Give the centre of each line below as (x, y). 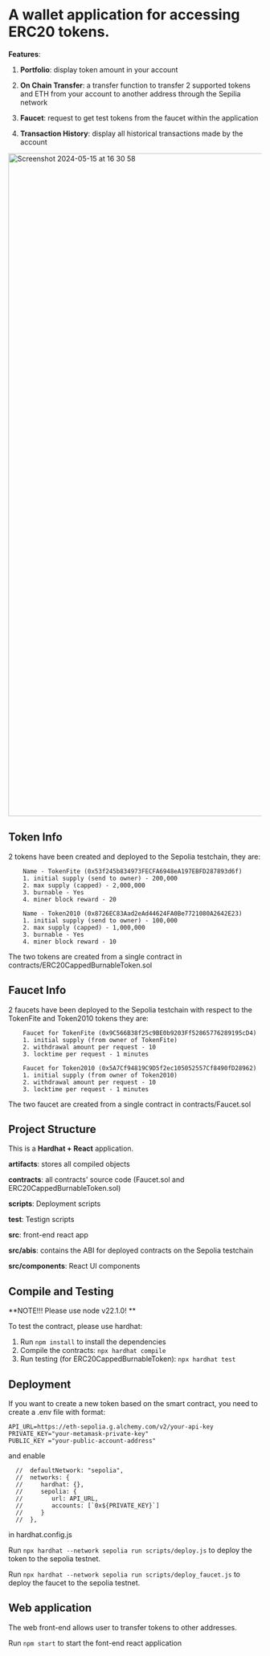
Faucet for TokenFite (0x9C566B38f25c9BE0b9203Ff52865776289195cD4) (140, 1033)
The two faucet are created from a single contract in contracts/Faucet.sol (130, 1104)
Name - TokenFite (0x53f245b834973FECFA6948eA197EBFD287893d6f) (133, 871)
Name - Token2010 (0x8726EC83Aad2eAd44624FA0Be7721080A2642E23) (133, 914)
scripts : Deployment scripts (55, 1204)
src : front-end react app (48, 1235)
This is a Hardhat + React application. (71, 1149)
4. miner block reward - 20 (70, 899)
